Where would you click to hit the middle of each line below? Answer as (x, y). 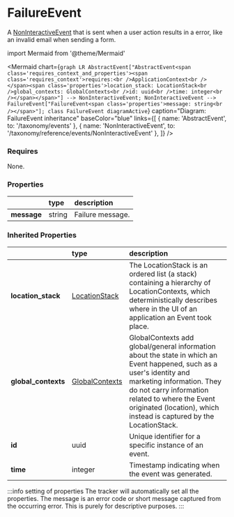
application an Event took (170, 317)
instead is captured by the (171, 416)
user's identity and (159, 372)
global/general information (172, 346)
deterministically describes (173, 300)
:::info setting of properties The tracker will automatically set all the (103, 491)
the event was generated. (170, 474)
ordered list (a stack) (163, 274)
